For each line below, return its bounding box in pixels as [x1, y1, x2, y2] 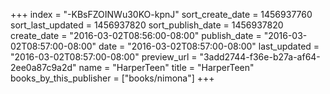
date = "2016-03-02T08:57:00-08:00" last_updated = [98, 40, 320, 52]
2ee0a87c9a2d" [10, 62, 77, 73]
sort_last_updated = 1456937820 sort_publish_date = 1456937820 [10, 19, 284, 31]
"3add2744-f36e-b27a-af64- [199, 51, 321, 63]
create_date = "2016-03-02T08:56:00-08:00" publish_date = [10, 30, 262, 41]
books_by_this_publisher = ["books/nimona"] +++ [10, 72, 215, 84]
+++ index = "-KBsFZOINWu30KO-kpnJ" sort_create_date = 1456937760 [10, 9, 313, 20]
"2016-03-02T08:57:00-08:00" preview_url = [10, 51, 198, 63]
